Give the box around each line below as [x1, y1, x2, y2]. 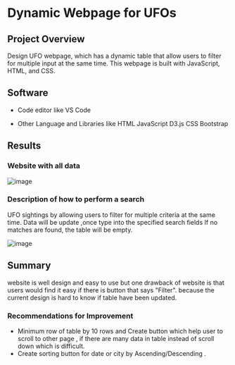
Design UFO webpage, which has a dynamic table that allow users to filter [7, 51, 222, 60]
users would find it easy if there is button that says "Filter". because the [7, 285, 215, 294]
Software [7, 87, 49, 99]
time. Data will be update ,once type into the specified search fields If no [7, 218, 218, 226]
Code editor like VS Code [17, 106, 91, 114]
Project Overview [7, 33, 85, 45]
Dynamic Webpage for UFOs [7, 5, 177, 21]
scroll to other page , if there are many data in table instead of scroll [17, 334, 215, 342]
